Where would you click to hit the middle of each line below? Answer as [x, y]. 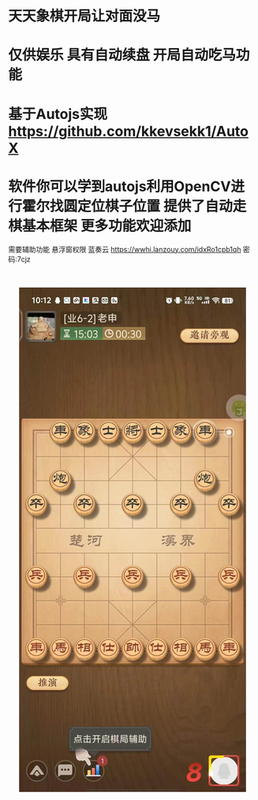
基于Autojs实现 [58, 114]
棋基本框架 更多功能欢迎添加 [100, 226]
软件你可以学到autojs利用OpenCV [120, 186]
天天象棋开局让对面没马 [84, 16]
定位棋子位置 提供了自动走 [162, 206]
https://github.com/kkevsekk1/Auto [129, 131]
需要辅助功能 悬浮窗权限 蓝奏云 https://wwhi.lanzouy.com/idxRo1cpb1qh [125, 249]
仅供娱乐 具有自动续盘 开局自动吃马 [122, 55]
